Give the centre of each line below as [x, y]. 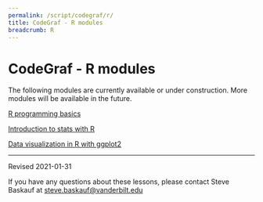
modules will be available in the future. [70, 99]
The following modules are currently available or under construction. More [128, 90]
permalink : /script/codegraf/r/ [61, 15]
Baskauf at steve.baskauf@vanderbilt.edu [76, 190]
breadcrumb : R [31, 30]
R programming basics [45, 114]
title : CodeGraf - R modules [56, 23]
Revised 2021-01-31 [40, 167]
